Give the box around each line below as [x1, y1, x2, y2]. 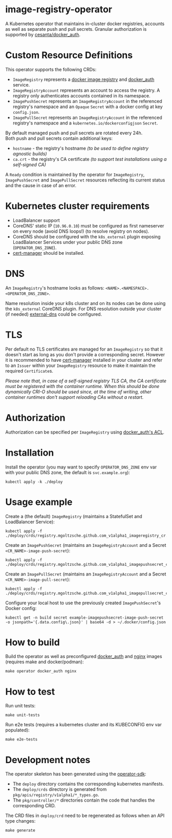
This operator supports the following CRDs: [5, 66, 97, 72]
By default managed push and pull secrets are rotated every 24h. [5, 130, 143, 136]
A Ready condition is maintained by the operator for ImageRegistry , [5, 171, 145, 177]
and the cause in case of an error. [5, 182, 77, 188]
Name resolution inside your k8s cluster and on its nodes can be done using [5, 300, 166, 306]
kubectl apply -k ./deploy [5, 479, 63, 484]
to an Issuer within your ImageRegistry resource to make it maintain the [5, 362, 156, 369]
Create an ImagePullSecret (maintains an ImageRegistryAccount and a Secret [5, 570, 166, 577]
